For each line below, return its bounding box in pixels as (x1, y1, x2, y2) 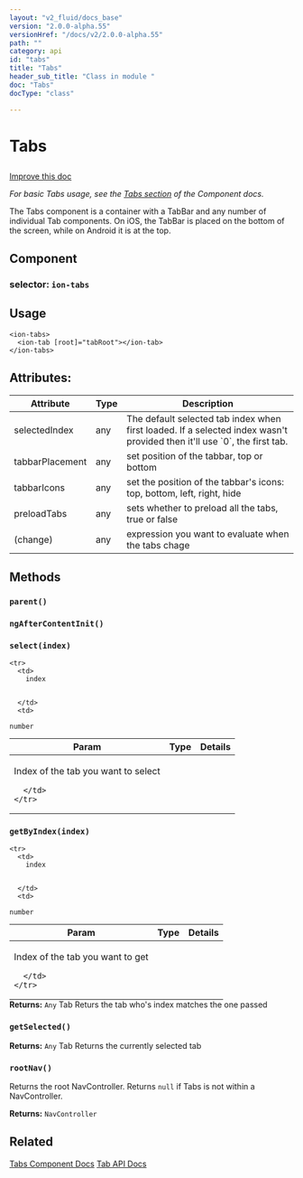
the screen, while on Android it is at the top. (9, 225, 171, 236)
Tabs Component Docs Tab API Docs (9, 1158, 147, 1169)
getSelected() (9, 1022, 71, 1033)
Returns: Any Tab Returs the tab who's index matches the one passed (9, 999, 268, 1010)
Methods (9, 570, 61, 585)
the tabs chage (125, 538, 190, 551)
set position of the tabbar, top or (125, 449, 263, 462)
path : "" (9, 38, 42, 48)
